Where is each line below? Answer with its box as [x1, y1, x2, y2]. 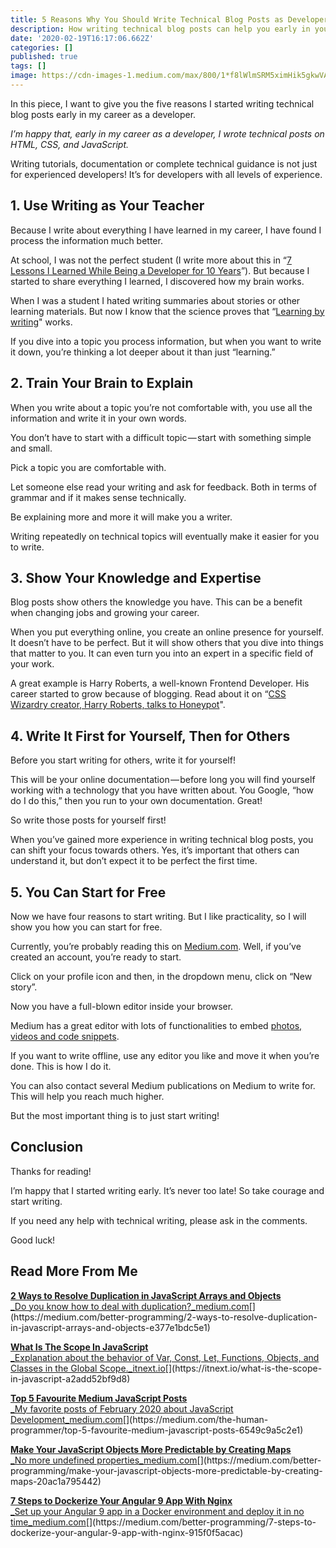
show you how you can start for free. [10, 921, 163, 933]
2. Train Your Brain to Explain [10, 375, 194, 392]
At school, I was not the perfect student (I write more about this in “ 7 [10, 254, 292, 266]
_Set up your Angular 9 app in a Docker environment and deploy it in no [10, 1505, 305, 1517]
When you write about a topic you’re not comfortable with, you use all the [10, 401, 313, 413]
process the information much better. [10, 234, 163, 246]
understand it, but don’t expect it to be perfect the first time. [10, 855, 258, 867]
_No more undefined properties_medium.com [10, 1454, 198, 1466]
